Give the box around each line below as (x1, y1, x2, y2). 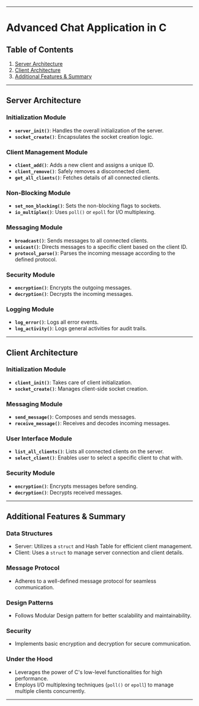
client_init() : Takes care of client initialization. (14, 379, 132, 386)
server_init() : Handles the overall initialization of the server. (14, 127, 164, 134)
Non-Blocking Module (6, 189, 71, 197)
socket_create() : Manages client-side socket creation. (14, 385, 148, 392)
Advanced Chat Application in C (6, 21, 167, 34)
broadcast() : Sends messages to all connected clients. (14, 237, 149, 244)
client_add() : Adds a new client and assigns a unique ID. (14, 161, 155, 168)
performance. (14, 675, 49, 682)
